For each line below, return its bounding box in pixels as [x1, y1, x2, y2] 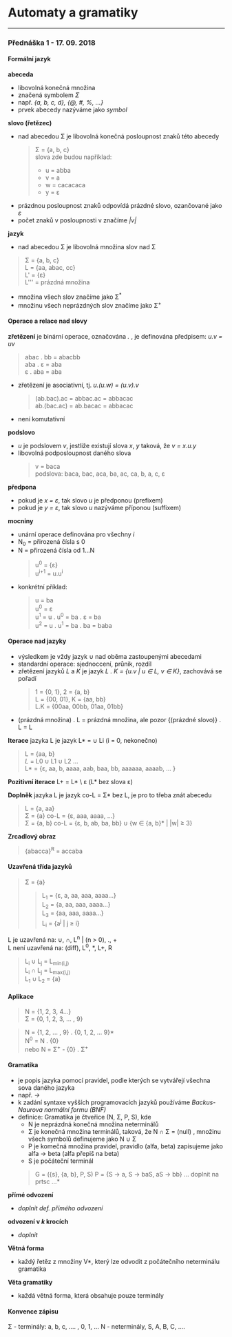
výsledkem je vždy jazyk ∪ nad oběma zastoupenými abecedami [17, 652, 202, 660]
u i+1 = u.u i [34, 568, 63, 578]
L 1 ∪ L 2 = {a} [24, 975, 61, 985]
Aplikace [8, 992, 34, 1000]
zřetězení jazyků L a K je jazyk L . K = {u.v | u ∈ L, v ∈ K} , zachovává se [17, 666, 222, 675]
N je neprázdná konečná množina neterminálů [28, 1120, 159, 1128]
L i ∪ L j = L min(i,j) [24, 957, 70, 967]
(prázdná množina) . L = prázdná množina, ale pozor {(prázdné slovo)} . [17, 715, 221, 724]
